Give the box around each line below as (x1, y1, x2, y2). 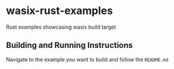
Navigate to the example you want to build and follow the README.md (6, 56, 169, 63)
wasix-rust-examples (6, 4, 113, 18)
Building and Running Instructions (6, 40, 133, 50)
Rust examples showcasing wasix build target (6, 23, 116, 30)
